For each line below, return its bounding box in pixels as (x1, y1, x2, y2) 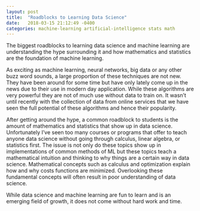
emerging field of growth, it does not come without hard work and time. (6, 198, 183, 205)
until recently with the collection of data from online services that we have (6, 98, 189, 106)
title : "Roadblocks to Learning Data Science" (6, 14, 128, 20)
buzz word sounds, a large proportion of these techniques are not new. (6, 73, 181, 80)
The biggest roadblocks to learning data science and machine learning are (6, 42, 190, 49)
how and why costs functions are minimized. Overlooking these (6, 167, 163, 174)
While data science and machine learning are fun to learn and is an (6, 191, 171, 198)
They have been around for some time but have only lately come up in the (6, 79, 189, 86)
